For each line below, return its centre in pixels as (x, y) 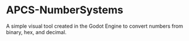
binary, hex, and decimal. (36, 32)
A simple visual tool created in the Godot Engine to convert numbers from (94, 26)
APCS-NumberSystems (65, 10)
